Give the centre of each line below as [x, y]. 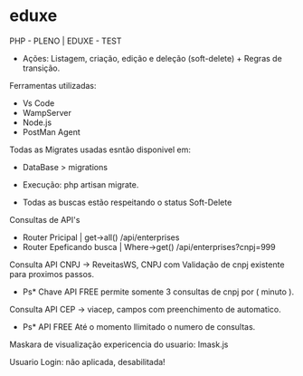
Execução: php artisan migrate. [80, 184]
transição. [41, 68]
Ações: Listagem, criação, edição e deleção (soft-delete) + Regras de [152, 58]
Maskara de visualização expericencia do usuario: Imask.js [119, 344]
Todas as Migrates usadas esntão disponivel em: [100, 149]
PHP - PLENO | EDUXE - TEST [66, 41]
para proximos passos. [52, 274]
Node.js [37, 122]
